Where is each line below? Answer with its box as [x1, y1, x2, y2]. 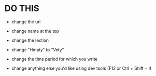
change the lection [11, 37, 49, 43]
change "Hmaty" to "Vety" [11, 47, 64, 52]
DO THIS [4, 3, 40, 14]
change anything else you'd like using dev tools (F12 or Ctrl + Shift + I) [11, 65, 152, 71]
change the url [11, 19, 41, 25]
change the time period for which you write [11, 56, 98, 62]
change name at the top [11, 28, 59, 34]
